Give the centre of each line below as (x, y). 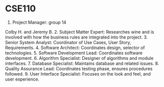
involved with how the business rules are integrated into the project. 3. (76, 37)
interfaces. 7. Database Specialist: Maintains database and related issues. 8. (82, 63)
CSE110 (20, 9)
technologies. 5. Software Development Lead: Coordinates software (74, 53)
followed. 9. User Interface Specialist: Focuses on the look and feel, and (78, 74)
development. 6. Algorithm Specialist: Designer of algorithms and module (79, 58)
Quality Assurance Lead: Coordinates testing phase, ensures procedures (79, 68)
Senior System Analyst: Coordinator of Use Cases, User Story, (68, 42)
